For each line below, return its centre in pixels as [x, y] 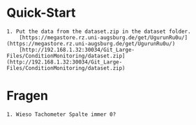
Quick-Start [41, 13]
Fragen [27, 96]
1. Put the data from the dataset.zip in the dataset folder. [99, 31]
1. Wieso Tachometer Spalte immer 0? [61, 114]
